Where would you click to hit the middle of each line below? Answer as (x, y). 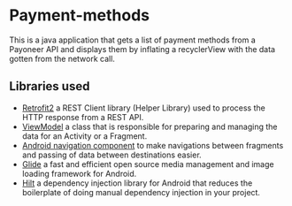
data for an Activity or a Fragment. (85, 136)
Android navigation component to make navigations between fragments (153, 145)
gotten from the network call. (62, 58)
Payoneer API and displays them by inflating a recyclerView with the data (142, 49)
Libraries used (50, 86)
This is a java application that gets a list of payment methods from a (133, 40)
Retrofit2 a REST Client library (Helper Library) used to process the (143, 108)
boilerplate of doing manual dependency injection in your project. (141, 192)
